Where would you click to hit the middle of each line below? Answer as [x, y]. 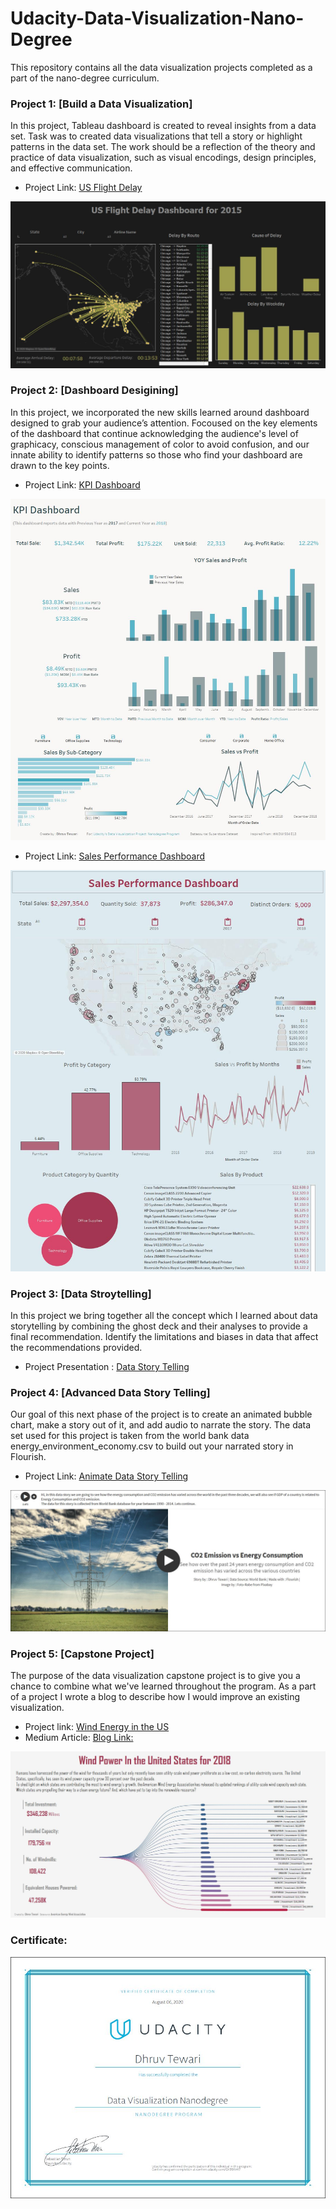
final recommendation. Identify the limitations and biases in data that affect [164, 1337]
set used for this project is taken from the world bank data [130, 1436]
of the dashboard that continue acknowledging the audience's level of [154, 433]
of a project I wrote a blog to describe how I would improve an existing [155, 1697]
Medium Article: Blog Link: [79, 1738]
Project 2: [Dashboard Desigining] [94, 390]
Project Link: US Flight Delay [83, 188]
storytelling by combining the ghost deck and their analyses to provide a [159, 1326]
